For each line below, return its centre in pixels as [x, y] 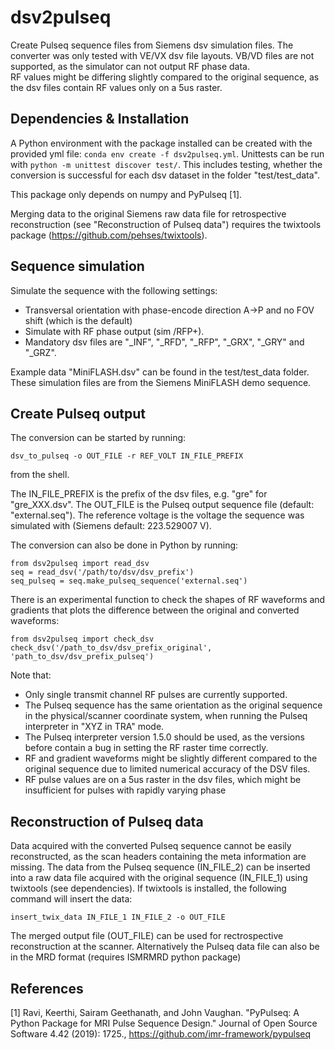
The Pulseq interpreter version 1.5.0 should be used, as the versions [164, 737]
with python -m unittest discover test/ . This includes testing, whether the [166, 164]
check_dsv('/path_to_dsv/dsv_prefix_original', [111, 648]
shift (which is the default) [78, 320]
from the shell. [40, 475]
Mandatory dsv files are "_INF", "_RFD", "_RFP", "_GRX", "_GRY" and [164, 342]
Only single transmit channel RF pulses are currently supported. [156, 695]
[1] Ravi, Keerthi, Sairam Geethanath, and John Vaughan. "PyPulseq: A [155, 1012]
